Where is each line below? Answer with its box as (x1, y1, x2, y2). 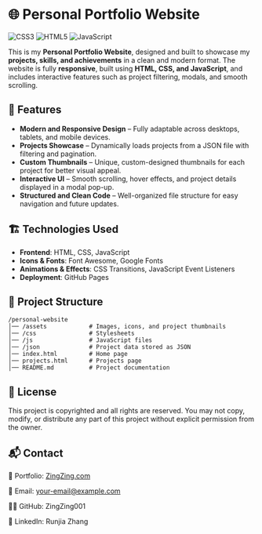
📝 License (8, 385, 57, 398)
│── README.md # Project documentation (8, 364, 170, 372)
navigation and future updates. (19, 198, 119, 209)
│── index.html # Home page (8, 351, 128, 358)
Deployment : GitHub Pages (19, 272, 110, 282)
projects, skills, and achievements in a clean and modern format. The (8, 55, 236, 64)
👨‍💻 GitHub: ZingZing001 (8, 502, 86, 510)
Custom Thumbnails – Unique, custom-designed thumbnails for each (19, 157, 246, 166)
